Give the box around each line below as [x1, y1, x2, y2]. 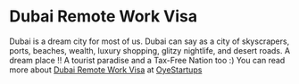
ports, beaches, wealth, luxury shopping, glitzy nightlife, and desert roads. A [9, 45, 291, 55]
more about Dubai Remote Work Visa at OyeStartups [9, 64, 203, 75]
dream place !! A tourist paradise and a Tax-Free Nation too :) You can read [9, 55, 286, 65]
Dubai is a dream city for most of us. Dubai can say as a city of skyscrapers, [9, 36, 290, 46]
